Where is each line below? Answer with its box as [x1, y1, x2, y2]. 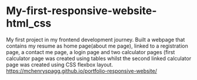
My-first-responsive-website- [6, 4, 157, 18]
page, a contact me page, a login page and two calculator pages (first [6, 48, 175, 55]
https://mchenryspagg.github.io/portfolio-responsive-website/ [6, 67, 158, 74]
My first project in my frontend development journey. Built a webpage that [6, 36, 185, 43]
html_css [6, 16, 52, 30]
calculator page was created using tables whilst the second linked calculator [6, 55, 192, 62]
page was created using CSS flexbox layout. [6, 61, 113, 68]
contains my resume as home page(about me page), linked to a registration [6, 42, 188, 49]
